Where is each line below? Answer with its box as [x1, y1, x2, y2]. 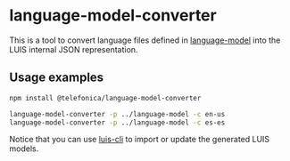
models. [9, 143, 39, 154]
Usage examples [9, 70, 104, 85]
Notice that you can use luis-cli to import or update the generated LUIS [9, 134, 270, 145]
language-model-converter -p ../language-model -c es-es [9, 117, 226, 127]
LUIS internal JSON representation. [9, 44, 138, 54]
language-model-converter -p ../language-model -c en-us [9, 109, 226, 118]
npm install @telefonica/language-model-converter [9, 93, 202, 102]
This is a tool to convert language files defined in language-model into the [9, 35, 281, 45]
